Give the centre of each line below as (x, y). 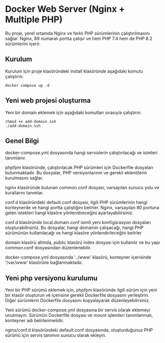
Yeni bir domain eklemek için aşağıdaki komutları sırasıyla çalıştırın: (73, 113)
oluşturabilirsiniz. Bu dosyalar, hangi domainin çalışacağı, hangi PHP (74, 228)
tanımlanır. (16, 158)
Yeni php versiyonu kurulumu (51, 278)
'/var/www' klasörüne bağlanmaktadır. (44, 263)
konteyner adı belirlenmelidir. (35, 321)
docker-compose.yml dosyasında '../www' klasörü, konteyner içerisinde (78, 257)
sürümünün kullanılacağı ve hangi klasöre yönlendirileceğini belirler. (74, 233)
